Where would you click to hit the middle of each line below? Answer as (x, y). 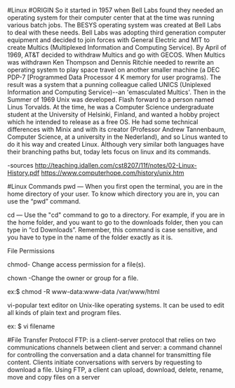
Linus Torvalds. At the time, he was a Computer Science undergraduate (110, 107)
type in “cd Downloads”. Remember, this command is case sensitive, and (112, 230)
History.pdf (23, 173)
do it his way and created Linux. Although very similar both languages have (116, 144)
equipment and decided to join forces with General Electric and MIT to (109, 40)
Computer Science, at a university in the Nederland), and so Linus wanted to (117, 137)
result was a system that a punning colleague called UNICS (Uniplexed (109, 85)
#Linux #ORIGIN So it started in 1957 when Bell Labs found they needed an (115, 10)
